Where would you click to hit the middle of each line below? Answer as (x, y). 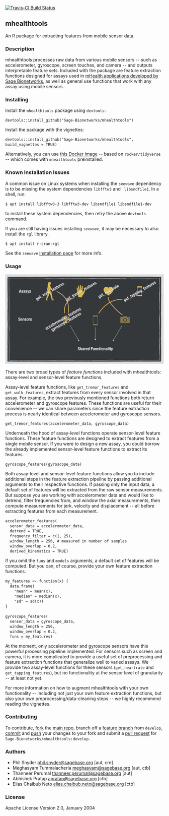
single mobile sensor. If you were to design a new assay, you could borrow (82, 444)
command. (16, 219)
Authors (16, 751)
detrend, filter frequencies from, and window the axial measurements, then (83, 500)
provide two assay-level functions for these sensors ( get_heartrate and (80, 667)
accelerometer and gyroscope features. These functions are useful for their (83, 403)
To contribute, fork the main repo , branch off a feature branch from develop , (84, 728)
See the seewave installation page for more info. (54, 253)
